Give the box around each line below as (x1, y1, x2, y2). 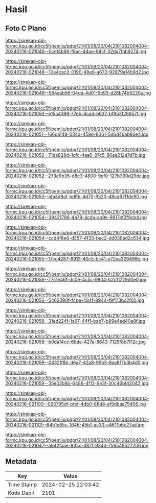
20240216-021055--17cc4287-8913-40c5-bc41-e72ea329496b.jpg (5, 256, 148, 261)
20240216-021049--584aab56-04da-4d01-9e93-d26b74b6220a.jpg (5, 90, 151, 95)
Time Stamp (8, 481, 37, 488)
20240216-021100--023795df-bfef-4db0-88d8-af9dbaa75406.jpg (5, 401, 146, 407)
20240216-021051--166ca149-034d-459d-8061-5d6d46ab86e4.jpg (5, 131, 149, 137)
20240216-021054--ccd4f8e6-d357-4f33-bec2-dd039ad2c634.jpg (5, 235, 150, 241)
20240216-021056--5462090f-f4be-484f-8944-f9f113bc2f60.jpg (5, 297, 145, 303)
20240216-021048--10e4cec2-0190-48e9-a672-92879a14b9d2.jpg (5, 69, 149, 75)
